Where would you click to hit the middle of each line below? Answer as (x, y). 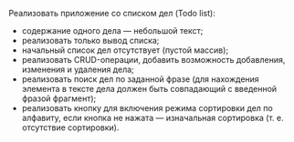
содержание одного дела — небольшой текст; (112, 30)
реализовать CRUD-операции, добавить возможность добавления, (153, 60)
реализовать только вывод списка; (90, 41)
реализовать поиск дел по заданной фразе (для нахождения (140, 79)
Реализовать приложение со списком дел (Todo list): (112, 13)
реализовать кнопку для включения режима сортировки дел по (147, 108)
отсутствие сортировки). (70, 127)
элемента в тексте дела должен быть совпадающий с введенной (149, 89)
